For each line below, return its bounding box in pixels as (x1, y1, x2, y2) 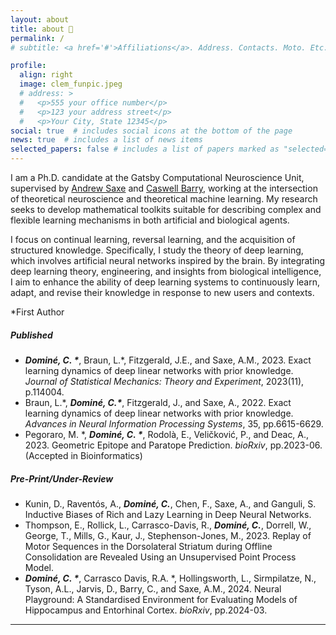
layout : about (10, 14, 70, 25)
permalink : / (10, 33, 65, 43)
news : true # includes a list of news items (10, 135, 203, 145)
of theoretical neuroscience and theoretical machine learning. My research (10, 193, 318, 205)
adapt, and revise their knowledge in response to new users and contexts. (10, 287, 315, 298)
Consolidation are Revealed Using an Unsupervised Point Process (24, 551, 297, 563)
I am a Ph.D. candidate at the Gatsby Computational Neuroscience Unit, (10, 172, 305, 183)
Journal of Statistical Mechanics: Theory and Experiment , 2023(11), (24, 375, 305, 387)
